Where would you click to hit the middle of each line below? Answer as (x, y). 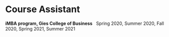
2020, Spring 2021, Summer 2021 (40, 28)
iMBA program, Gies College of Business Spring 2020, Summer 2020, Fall (84, 23)
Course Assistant (43, 9)
